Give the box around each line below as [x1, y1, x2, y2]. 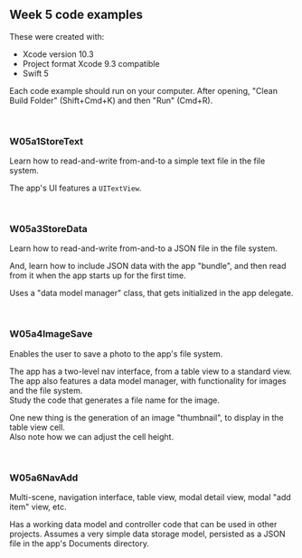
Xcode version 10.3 [22, 49, 94, 60]
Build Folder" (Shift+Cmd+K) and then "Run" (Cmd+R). [9, 95, 213, 106]
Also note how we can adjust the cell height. [9, 431, 175, 442]
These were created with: [9, 31, 105, 42]
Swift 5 [22, 68, 50, 79]
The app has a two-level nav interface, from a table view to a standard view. [9, 366, 292, 377]
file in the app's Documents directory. [9, 538, 149, 549]
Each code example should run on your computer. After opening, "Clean [9, 85, 278, 96]
